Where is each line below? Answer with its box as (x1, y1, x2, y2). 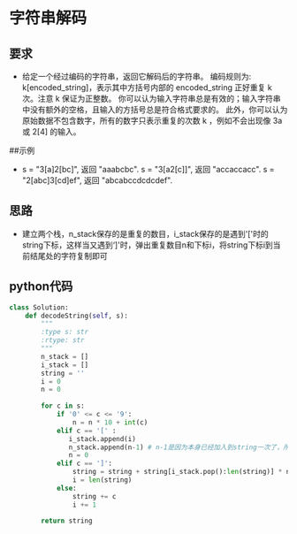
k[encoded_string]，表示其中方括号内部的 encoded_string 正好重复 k (21, 82, 272, 93)
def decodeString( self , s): (25, 311, 128, 320)
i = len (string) (72, 476, 133, 484)
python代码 (9, 279, 73, 294)
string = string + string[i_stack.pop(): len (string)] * (72, 468, 283, 477)
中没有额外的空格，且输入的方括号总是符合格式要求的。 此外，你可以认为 (21, 104, 288, 115)
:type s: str (41, 328, 89, 337)
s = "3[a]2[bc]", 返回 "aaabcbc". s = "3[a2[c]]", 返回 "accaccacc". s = (21, 164, 275, 174)
